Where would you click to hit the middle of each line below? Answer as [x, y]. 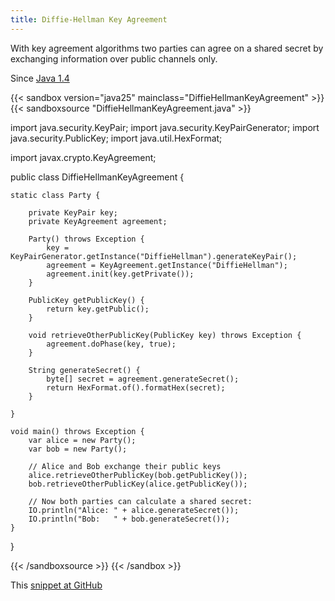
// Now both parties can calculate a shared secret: [140, 501]
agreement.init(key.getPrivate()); [120, 274]
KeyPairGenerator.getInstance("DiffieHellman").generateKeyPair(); [154, 256]
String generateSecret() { [84, 370]
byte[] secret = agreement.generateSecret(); [143, 379]
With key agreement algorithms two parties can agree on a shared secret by [167, 48]
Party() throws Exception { [86, 239]
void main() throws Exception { [77, 431]
